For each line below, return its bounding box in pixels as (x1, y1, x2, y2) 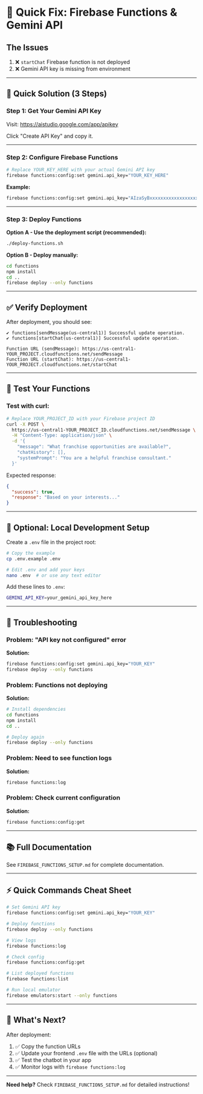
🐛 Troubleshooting (6, 617, 77, 627)
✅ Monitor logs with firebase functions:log (14, 1063, 126, 1070)
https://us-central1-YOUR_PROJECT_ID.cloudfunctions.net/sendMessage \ (11, 427, 196, 433)
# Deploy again (6, 734, 45, 740)
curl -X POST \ (6, 421, 45, 427)
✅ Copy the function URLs (14, 1043, 81, 1050)
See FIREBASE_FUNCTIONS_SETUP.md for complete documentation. (6, 861, 164, 869)
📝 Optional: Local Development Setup (6, 522, 150, 532)
